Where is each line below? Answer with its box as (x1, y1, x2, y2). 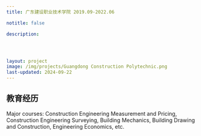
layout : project (6, 58, 48, 64)
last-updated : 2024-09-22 (6, 70, 72, 76)
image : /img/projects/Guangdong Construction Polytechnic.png (6, 63, 167, 70)
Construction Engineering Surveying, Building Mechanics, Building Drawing (6, 116, 196, 124)
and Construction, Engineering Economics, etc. (6, 123, 125, 130)
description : (6, 31, 40, 37)
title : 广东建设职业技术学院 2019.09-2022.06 (6, 9, 115, 15)
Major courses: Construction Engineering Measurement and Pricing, (6, 110, 177, 117)
